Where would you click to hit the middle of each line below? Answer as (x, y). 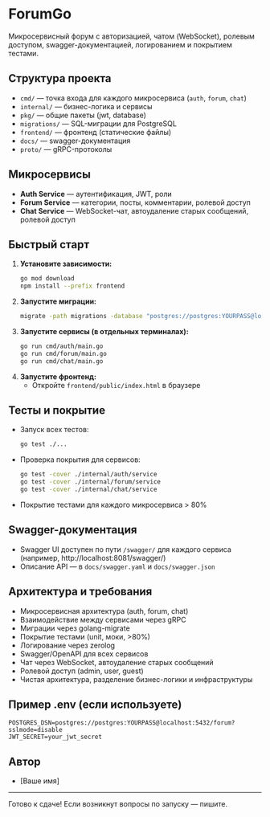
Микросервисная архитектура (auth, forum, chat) (104, 611)
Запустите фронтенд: (58, 376)
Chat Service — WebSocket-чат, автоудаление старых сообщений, (134, 210)
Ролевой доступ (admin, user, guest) (82, 671)
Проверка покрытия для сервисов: (80, 460)
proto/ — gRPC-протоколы (66, 149)
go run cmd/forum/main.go (63, 353)
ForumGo (40, 14)
